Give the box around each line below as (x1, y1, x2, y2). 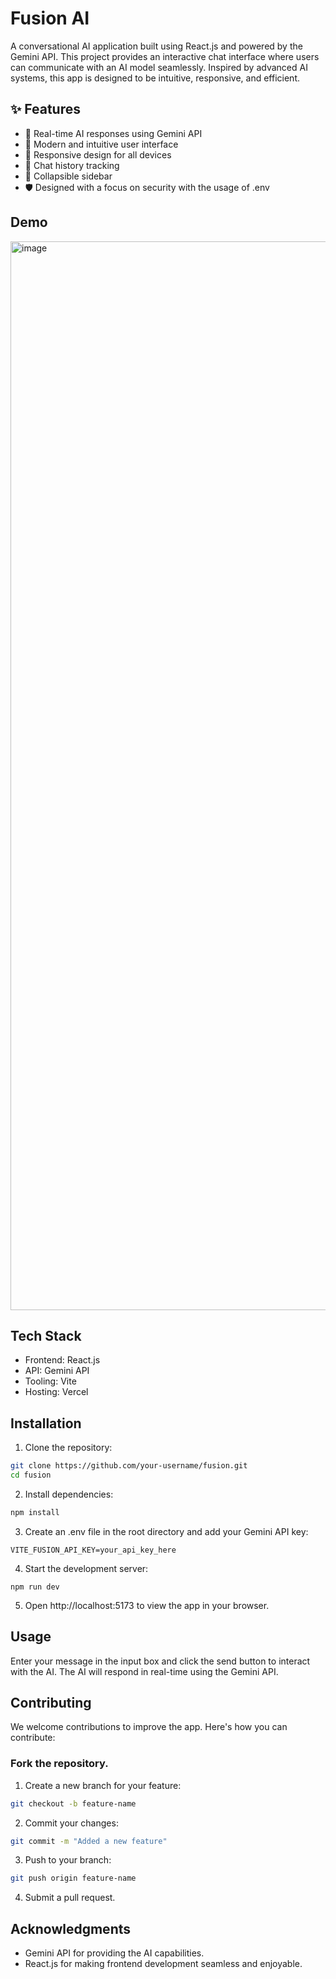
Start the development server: (24, 1562, 149, 1574)
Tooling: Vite (24, 1375, 77, 1387)
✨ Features (10, 101, 81, 118)
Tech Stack (10, 1327, 82, 1344)
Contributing (10, 1695, 92, 1712)
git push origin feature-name (10, 1873, 137, 1884)
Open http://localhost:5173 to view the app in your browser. (24, 1599, 270, 1611)
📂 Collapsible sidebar (24, 170, 113, 182)
